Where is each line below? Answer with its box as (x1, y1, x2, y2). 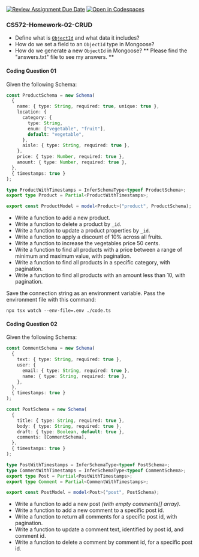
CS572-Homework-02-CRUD (6, 20, 93, 29)
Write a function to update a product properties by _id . (14, 227, 150, 234)
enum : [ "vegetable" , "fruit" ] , (28, 126, 106, 132)
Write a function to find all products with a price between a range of (14, 246, 183, 254)
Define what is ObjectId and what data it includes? (14, 34, 140, 41)
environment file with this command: (6, 296, 97, 303)
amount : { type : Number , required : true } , (17, 159, 128, 165)
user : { (17, 362, 36, 368)
